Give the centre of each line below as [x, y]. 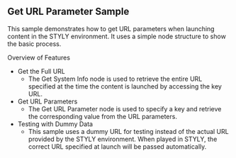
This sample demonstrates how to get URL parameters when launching [111, 28]
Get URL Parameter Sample [68, 12]
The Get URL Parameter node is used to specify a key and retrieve [125, 108]
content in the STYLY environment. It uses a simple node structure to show [117, 36]
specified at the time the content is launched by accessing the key [125, 86]
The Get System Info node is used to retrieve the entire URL [115, 79]
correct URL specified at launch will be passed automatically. [117, 146]
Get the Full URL [41, 71]
